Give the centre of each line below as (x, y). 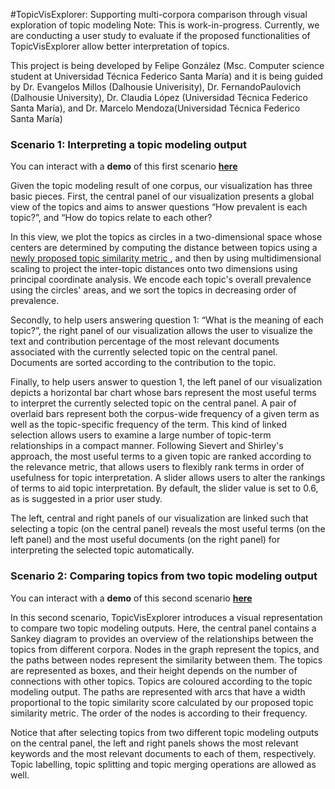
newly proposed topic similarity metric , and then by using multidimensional (166, 258)
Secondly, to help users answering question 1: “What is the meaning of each (167, 320)
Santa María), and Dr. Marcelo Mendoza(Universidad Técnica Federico (155, 108)
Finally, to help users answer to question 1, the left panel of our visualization (166, 382)
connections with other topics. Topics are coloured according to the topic (161, 681)
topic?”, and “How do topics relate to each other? (111, 218)
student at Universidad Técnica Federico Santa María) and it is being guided (166, 76)
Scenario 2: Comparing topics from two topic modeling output (164, 576)
